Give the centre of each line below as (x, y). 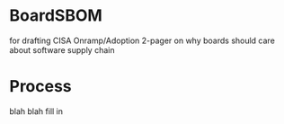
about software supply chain (62, 49)
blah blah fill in (36, 111)
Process (40, 87)
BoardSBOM (56, 16)
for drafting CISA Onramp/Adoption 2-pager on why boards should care (142, 40)
